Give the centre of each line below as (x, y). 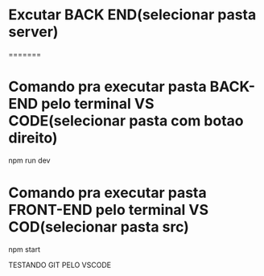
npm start (25, 249)
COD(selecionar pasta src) (99, 227)
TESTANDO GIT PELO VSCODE (60, 265)
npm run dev (29, 160)
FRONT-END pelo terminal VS (109, 210)
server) (33, 32)
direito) (33, 138)
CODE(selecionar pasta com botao (126, 121)
